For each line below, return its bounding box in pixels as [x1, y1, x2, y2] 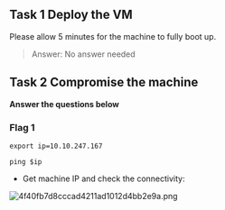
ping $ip [9, 157, 42, 166]
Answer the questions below [9, 98, 119, 109]
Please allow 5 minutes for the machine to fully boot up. [9, 31, 217, 41]
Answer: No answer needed [31, 49, 136, 59]
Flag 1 [9, 121, 35, 133]
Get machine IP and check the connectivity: [22, 173, 185, 184]
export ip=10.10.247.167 [9, 142, 103, 151]
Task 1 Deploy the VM [9, 7, 133, 23]
